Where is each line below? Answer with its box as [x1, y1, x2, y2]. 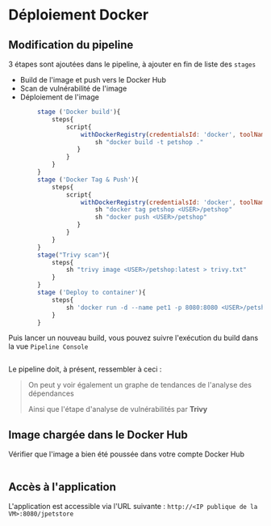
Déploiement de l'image [19, 92, 99, 102]
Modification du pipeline [8, 38, 134, 52]
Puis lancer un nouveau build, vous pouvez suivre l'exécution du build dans [8, 333, 259, 343]
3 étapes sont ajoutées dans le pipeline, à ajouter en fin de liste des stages [8, 59, 256, 69]
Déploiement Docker [8, 6, 149, 24]
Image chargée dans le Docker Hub [8, 427, 188, 442]
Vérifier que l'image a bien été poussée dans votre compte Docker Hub [8, 449, 244, 459]
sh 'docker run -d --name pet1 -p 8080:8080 [65, 303, 219, 312]
